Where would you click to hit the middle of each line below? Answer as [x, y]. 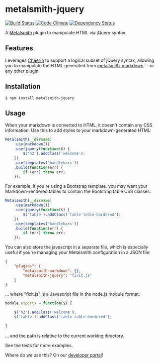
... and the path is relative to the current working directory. [65, 336]
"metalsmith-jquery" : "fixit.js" [58, 275]
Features [19, 48]
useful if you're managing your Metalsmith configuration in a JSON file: [78, 252]
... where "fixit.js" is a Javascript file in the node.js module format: [73, 294]
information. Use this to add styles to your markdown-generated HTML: [78, 130]
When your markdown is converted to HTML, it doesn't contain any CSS [79, 125]
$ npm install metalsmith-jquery [40, 98]
